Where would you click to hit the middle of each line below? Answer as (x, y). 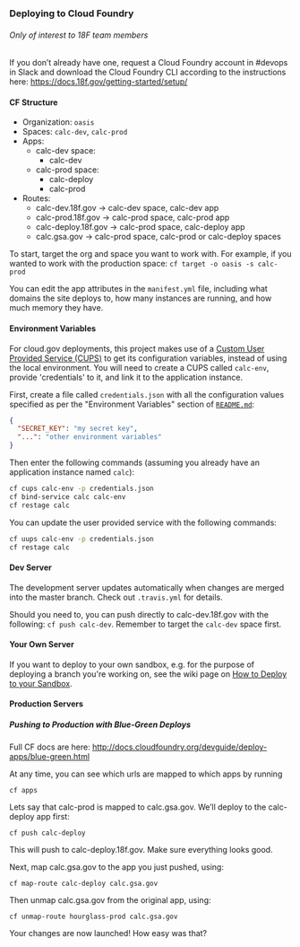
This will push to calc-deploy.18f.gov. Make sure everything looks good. (141, 850)
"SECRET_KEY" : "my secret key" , (78, 429)
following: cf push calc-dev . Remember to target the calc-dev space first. (146, 624)
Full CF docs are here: (50, 747)
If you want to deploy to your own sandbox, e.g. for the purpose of (132, 664)
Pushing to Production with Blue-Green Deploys (100, 724)
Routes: (36, 198)
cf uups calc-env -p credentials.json (81, 539)
